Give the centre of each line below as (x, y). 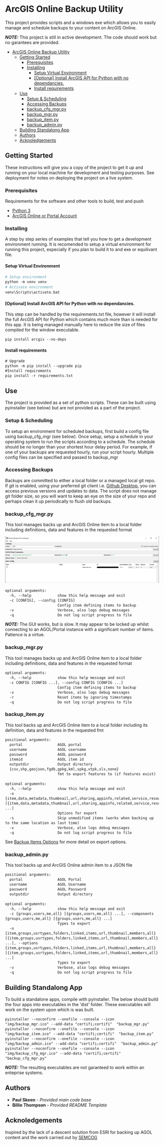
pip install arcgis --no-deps (36, 339)
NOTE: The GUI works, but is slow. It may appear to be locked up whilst (77, 624)
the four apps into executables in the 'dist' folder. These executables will (78, 1004)
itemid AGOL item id (47, 759)
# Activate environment (29, 287)
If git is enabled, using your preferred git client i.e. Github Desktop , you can (81, 486)
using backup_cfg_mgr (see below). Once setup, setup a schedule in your (79, 436)
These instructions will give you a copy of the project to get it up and (74, 167)
